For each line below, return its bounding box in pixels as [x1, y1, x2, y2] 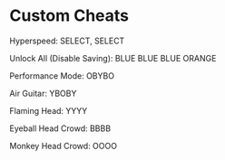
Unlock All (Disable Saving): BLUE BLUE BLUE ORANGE [9, 52, 217, 63]
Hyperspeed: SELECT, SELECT [9, 35, 125, 46]
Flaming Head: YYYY [9, 105, 88, 116]
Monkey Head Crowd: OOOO [9, 140, 118, 151]
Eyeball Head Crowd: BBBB [9, 123, 112, 134]
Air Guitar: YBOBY [9, 88, 77, 99]
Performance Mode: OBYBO [9, 70, 115, 81]
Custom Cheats [9, 5, 130, 26]
